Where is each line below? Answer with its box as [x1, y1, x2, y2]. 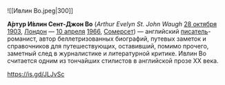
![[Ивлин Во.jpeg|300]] [7, 7, 74, 15]
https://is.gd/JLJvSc [7, 70, 65, 78]
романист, [7, 35, 38, 43]
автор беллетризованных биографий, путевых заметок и [39, 35, 207, 43]
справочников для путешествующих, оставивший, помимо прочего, [7, 42, 209, 50]
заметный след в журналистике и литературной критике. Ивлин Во [7, 49, 207, 57]
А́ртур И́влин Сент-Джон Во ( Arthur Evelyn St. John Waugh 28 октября [7, 20, 217, 28]
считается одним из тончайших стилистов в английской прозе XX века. [7, 57, 219, 65]
